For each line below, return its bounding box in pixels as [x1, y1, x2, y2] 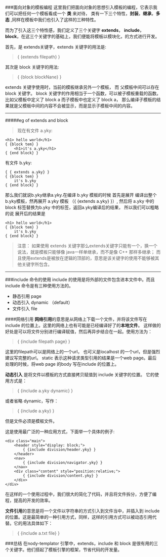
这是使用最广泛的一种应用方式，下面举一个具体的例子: [5, 429, 115, 435]
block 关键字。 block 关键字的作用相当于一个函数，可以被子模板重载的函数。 [5, 91, 161, 96]
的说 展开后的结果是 [5, 211, 45, 217]
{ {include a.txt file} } [17, 530, 60, 536]
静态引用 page [12, 293, 42, 299]
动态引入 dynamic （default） [12, 299, 73, 305]
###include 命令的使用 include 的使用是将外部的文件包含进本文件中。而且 [5, 277, 155, 282]
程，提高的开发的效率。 [5, 498, 53, 503]
